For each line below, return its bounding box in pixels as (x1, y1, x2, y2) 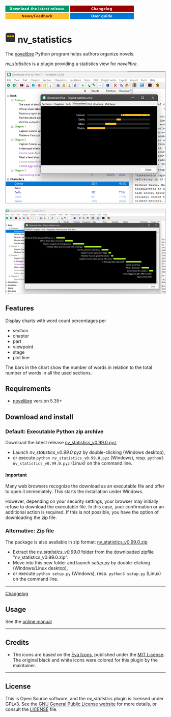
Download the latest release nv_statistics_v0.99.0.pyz (5, 440, 117, 445)
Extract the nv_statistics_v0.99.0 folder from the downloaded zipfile (12, 549, 154, 555)
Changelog (5, 590, 28, 596)
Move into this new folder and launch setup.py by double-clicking (12, 559, 150, 565)
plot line (12, 354, 30, 360)
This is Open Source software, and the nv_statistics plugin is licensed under (5, 695, 164, 701)
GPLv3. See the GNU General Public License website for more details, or (5, 701, 157, 707)
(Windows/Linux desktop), (12, 565, 68, 571)
